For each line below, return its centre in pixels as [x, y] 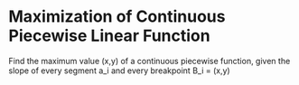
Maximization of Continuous [117, 17]
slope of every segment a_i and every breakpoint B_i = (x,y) [120, 71]
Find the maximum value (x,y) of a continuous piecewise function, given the [149, 61]
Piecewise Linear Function [109, 36]
